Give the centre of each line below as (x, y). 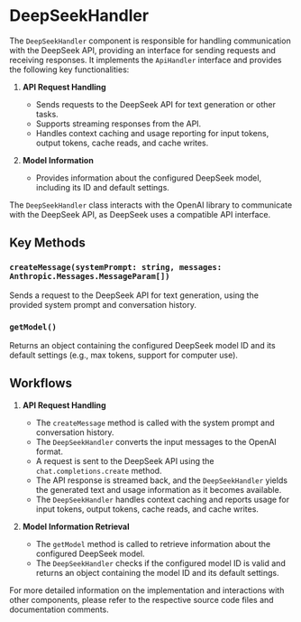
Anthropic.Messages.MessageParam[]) (90, 277)
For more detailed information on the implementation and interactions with (147, 590)
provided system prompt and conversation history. (103, 304)
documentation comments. (59, 609)
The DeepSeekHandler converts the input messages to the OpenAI (156, 441)
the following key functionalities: (69, 70)
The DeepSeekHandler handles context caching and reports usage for (163, 499)
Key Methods (47, 243)
